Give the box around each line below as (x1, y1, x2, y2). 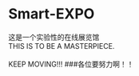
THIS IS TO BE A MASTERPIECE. (8, 41, 115, 50)
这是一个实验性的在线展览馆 (8, 32, 100, 42)
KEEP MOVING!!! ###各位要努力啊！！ (8, 59, 134, 69)
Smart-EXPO (8, 5, 95, 23)
